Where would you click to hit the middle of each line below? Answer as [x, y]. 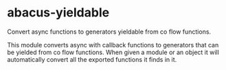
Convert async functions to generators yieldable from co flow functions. [109, 32]
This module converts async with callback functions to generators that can [113, 45]
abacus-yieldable [58, 13]
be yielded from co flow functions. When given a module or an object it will [113, 52]
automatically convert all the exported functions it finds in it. [92, 59]
